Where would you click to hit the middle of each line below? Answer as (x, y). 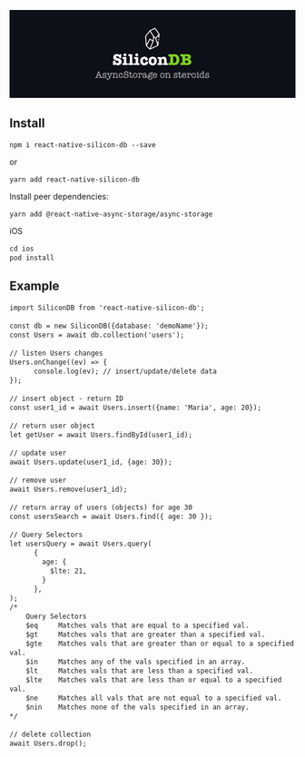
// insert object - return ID (67, 399)
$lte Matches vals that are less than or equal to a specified (154, 680)
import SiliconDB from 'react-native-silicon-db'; (107, 308)
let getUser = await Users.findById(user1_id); (101, 435)
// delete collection (50, 735)
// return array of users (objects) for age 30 (101, 508)
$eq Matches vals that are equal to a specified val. (138, 626)
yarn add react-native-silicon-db (75, 180)
